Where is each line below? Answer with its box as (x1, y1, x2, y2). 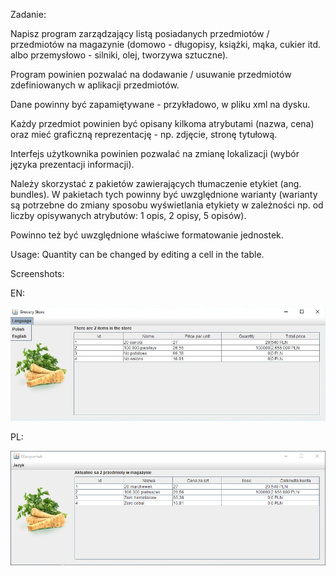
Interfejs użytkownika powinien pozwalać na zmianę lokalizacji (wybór (10, 148, 300, 159)
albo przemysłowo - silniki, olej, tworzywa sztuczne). (10, 49, 229, 61)
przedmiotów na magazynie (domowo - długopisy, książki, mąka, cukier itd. (10, 39, 322, 50)
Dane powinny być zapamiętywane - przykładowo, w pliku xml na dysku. (10, 99, 311, 110)
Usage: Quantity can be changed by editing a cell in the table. (10, 249, 265, 260)
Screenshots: (10, 268, 65, 279)
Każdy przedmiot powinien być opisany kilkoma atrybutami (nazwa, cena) (10, 118, 315, 129)
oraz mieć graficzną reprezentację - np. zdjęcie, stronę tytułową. (10, 129, 278, 140)
